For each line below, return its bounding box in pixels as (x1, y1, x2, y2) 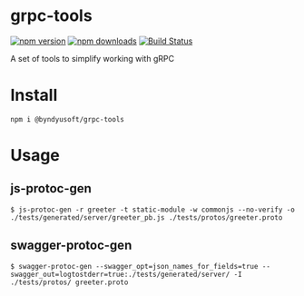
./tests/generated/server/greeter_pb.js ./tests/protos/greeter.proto (10, 212, 283, 222)
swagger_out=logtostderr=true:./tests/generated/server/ (10, 270, 230, 279)
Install (10, 85, 58, 105)
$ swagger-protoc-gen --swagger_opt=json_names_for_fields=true (10, 261, 259, 271)
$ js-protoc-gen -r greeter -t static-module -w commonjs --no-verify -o (10, 205, 296, 214)
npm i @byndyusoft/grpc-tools (10, 114, 125, 123)
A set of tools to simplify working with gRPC (10, 53, 175, 64)
